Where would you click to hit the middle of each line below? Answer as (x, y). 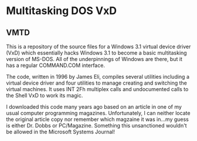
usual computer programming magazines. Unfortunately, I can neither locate (98, 113)
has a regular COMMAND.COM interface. (56, 65)
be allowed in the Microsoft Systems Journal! (61, 132)
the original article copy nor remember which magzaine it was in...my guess (97, 119)
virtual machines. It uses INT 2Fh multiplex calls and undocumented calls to (97, 89)
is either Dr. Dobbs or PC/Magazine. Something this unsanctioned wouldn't (96, 125)
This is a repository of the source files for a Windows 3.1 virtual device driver (98, 46)
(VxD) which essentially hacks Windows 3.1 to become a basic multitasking (96, 53)
